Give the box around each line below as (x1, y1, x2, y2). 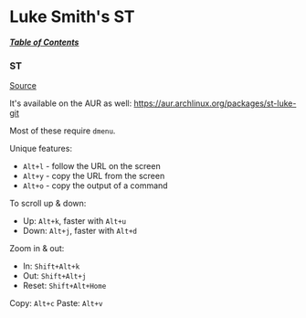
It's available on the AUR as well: (9, 98, 132, 109)
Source (9, 80, 37, 91)
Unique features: (9, 143, 73, 154)
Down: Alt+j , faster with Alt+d (22, 226, 137, 237)
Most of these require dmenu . (9, 125, 116, 136)
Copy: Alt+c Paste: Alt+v (9, 298, 103, 309)
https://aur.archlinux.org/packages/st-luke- (133, 98, 297, 109)
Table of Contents (9, 37, 79, 48)
